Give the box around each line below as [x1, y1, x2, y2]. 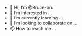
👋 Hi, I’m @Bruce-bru [9, 5, 54, 10]
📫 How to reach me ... [9, 26, 56, 31]
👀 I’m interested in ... [9, 10, 52, 16]
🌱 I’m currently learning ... [9, 15, 63, 20]
